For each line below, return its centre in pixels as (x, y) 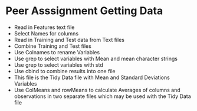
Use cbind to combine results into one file (65, 71)
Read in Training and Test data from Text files (69, 40)
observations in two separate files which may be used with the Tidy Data (102, 96)
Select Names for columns (46, 33)
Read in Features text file (44, 27)
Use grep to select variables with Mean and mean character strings (96, 58)
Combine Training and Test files (53, 46)
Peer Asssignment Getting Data (84, 11)
